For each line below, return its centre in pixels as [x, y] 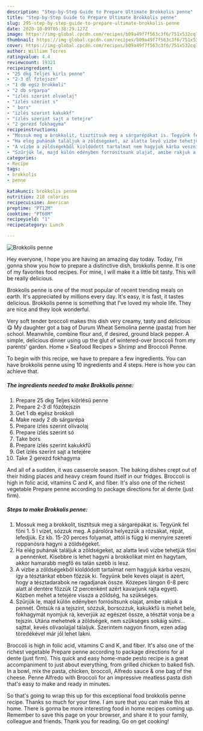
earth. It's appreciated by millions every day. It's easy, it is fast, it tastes [95, 296]
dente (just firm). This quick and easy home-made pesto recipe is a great [98, 658]
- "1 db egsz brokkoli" [37, 85]
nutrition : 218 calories [38, 197]
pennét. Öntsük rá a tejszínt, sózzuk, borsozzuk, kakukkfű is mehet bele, [106, 608]
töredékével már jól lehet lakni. [54, 633]
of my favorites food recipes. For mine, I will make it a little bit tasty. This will [101, 272]
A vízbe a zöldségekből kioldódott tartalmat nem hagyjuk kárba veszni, [104, 569]
